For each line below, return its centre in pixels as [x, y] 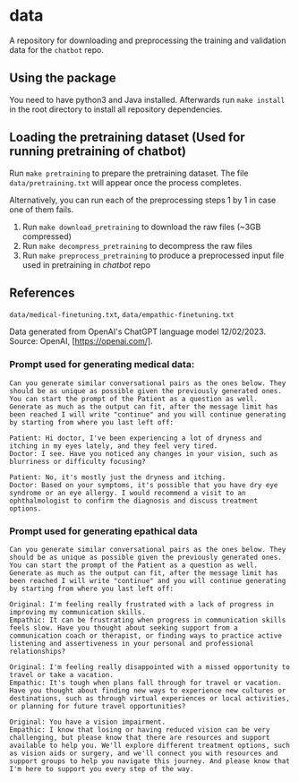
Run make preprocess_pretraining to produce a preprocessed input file [153, 255]
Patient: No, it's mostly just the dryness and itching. [118, 477]
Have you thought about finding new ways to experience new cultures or [148, 691]
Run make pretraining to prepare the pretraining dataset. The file [129, 173]
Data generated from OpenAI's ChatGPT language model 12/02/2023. [138, 331]
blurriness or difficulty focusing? [77, 461]
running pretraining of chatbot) [98, 152]
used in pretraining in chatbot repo [86, 264]
